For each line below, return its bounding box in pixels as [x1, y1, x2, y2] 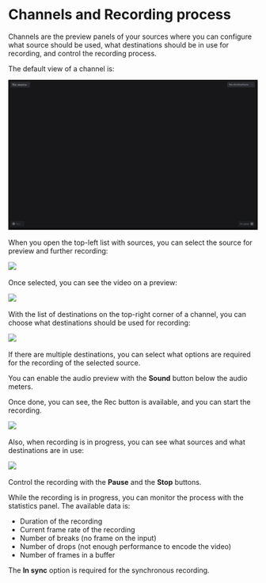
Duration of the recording [19, 516, 103, 526]
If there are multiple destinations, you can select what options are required [8, 350, 251, 360]
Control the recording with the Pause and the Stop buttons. [8, 478, 202, 487]
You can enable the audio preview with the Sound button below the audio [8, 374, 248, 383]
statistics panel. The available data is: [8, 501, 131, 511]
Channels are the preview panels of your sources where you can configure [8, 32, 252, 41]
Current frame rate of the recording [19, 525, 136, 535]
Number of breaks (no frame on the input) [19, 533, 157, 543]
